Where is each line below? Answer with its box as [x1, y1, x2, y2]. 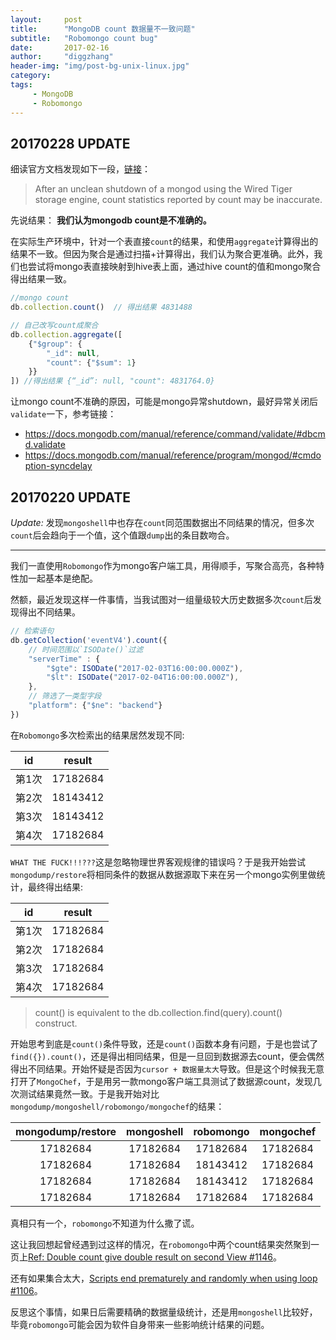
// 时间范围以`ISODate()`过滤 [28, 644, 144, 655]
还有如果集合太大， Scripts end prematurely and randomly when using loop [10, 1272, 318, 1284]
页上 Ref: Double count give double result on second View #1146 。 [10, 1251, 283, 1263]
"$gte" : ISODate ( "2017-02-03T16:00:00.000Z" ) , [46, 663, 244, 673]
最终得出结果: [27, 881, 84, 893]
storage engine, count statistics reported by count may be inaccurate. [34, 194, 323, 206]
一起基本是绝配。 [27, 572, 98, 584]
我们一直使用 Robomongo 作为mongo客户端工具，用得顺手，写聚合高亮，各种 [10, 560, 317, 571]
